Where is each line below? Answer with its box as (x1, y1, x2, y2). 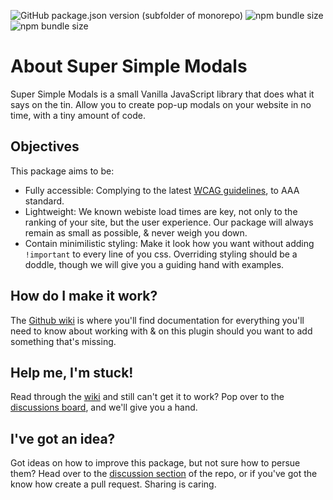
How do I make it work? (10, 288, 158, 305)
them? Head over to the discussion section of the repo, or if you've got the (10, 468, 318, 480)
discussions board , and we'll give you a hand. (10, 401, 198, 414)
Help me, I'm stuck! (10, 364, 134, 381)
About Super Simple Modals (10, 55, 248, 78)
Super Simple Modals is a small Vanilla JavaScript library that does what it (10, 88, 315, 100)
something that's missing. (10, 335, 117, 347)
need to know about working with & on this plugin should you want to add (10, 325, 313, 337)
